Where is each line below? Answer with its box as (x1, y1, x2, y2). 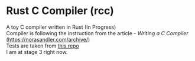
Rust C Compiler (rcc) (6, 4, 114, 18)
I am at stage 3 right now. (6, 48, 68, 55)
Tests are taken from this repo (6, 42, 80, 49)
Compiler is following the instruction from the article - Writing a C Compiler (6, 29, 188, 36)
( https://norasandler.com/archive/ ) (6, 36, 90, 43)
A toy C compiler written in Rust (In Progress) (6, 23, 116, 30)
